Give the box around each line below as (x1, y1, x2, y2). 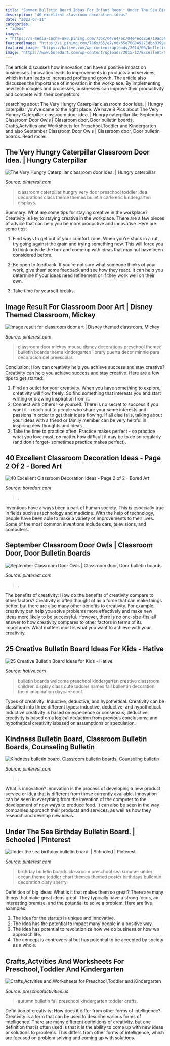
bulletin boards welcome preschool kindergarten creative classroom (17, 678, 160, 684)
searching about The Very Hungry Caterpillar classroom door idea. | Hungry (5, 101, 163, 107)
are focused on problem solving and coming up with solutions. (5, 1035, 136, 1041)
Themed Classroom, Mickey (5, 311, 96, 319)
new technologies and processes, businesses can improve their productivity (5, 85, 164, 91)
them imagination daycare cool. (17, 688, 83, 694)
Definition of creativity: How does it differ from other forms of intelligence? (5, 1008, 161, 1014)
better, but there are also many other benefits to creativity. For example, (5, 603, 155, 609)
